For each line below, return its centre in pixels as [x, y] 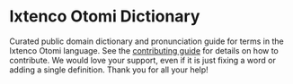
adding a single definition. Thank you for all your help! [109, 70]
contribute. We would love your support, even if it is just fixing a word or [142, 60]
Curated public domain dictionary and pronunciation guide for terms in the [147, 41]
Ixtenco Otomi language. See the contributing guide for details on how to [144, 50]
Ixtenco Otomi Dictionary [105, 17]
